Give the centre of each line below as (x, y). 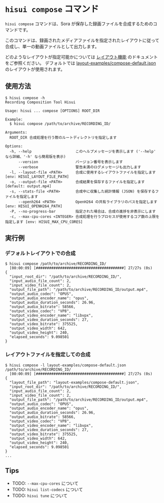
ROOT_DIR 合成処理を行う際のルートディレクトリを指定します (63, 137)
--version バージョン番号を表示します (70, 162)
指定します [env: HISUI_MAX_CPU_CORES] (44, 222)
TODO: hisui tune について (40, 495)
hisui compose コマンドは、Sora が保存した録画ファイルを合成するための (79, 24)
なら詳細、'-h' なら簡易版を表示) (36, 157)
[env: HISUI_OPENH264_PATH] (34, 206)
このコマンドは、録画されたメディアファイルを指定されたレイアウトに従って (82, 40)
